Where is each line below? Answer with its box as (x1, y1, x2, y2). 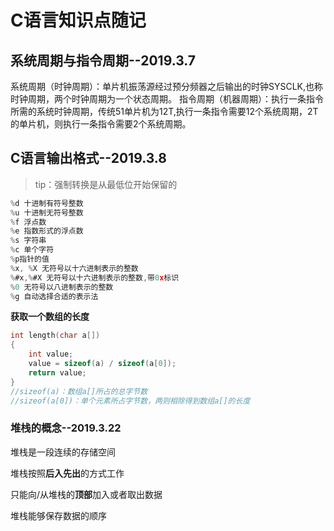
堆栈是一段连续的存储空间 (10, 446, 116, 458)
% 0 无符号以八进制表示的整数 (10, 282, 114, 292)
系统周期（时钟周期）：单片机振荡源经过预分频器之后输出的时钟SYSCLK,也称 (10, 81, 324, 92)
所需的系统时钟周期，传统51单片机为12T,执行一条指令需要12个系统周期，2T (10, 106, 319, 117)
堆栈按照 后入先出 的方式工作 (10, 467, 125, 479)
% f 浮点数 (10, 217, 47, 227)
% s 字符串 (10, 236, 47, 246)
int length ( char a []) (10, 331, 101, 341)
